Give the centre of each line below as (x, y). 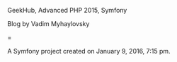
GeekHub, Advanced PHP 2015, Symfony (67, 10)
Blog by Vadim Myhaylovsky (48, 24)
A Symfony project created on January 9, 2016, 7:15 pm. (89, 51)
